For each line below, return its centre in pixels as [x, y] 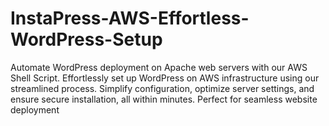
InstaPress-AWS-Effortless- [130, 18]
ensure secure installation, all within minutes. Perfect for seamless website [164, 99]
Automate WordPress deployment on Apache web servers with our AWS [159, 67]
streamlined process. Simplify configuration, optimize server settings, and [162, 88]
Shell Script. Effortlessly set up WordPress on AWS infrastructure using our [165, 78]
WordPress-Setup [86, 39]
